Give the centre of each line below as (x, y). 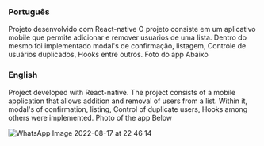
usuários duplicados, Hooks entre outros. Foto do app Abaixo (108, 55)
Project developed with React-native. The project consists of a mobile (122, 92)
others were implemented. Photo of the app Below (90, 117)
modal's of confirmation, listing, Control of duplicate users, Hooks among (128, 109)
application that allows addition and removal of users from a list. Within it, (128, 101)
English (23, 75)
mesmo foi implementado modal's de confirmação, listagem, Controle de (127, 46)
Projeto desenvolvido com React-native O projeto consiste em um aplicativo (132, 29)
